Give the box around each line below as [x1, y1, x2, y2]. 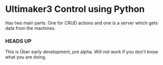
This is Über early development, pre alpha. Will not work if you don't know [5, 49, 158, 55]
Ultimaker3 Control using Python [5, 3, 145, 15]
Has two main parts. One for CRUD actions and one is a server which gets [5, 20, 158, 26]
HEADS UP [5, 37, 32, 44]
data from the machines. [5, 25, 56, 31]
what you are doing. [5, 54, 47, 60]
